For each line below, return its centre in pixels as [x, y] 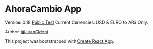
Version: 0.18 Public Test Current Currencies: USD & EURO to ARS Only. [77, 22]
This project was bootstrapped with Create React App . [60, 41]
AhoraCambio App [43, 9]
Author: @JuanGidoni [27, 32]
